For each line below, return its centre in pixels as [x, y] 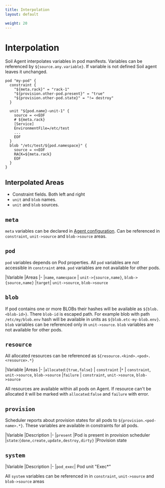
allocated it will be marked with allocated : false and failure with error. [77, 394]
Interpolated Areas [35, 183]
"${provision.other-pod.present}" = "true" [60, 94]
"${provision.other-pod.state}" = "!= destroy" [64, 98]
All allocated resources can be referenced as [51, 356]
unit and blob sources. [36, 205]
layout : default [22, 14]
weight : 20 [16, 23]
